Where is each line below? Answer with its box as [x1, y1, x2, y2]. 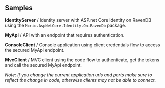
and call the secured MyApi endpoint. [5, 62, 82, 68]
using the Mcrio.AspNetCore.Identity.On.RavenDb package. [5, 22, 126, 28]
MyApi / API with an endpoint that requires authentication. [5, 32, 125, 38]
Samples [5, 4, 33, 12]
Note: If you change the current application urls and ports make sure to [5, 72, 152, 78]
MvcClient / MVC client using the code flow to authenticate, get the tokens [5, 57, 160, 63]
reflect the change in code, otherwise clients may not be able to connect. [5, 77, 156, 83]
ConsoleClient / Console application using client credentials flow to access [5, 42, 160, 48]
